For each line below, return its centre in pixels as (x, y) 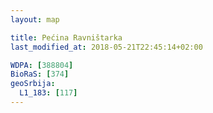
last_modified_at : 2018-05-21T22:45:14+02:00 (106, 47)
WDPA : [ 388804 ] (42, 65)
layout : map (35, 19)
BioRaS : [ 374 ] (40, 74)
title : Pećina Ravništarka (66, 37)
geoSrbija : (33, 84)
